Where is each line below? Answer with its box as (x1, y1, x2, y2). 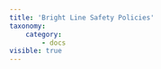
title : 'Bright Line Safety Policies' (9, 13, 155, 22)
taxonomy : (9, 22, 47, 30)
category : (25, 30, 63, 39)
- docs (41, 38, 67, 47)
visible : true (9, 47, 63, 56)
